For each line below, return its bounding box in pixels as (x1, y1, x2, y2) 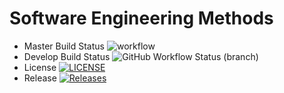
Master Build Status (23, 40, 105, 52)
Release (23, 72, 57, 84)
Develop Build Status (23, 50, 111, 62)
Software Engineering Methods (9, 7, 274, 30)
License (23, 61, 57, 73)
